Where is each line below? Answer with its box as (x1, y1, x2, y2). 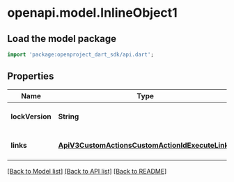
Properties (7, 70, 54, 82)
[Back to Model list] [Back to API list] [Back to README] (7, 167, 167, 175)
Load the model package (7, 33, 117, 45)
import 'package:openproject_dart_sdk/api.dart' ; (7, 51, 155, 58)
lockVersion (10, 112, 52, 121)
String (58, 112, 79, 121)
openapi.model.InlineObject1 (7, 5, 178, 21)
